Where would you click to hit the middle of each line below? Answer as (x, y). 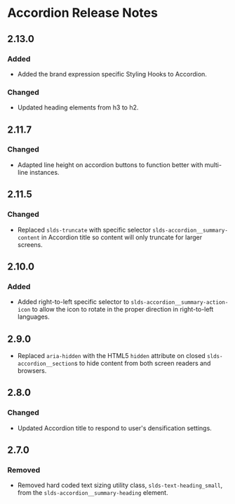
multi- (213, 165)
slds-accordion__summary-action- (180, 303)
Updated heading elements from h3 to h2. (78, 107)
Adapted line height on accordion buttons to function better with (110, 165)
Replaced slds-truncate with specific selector (84, 230)
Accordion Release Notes (82, 13)
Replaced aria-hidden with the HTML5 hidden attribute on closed (111, 356)
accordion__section (46, 364)
